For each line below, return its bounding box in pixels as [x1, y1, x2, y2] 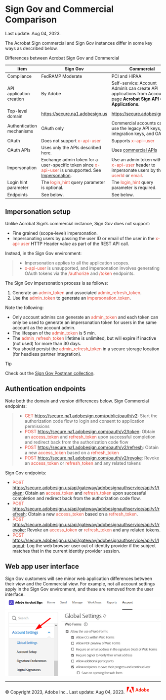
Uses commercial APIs [111, 147, 157, 153]
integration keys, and [111, 130, 154, 137]
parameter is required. [111, 185, 157, 191]
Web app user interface [5, 562, 79, 571]
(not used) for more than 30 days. [12, 341, 82, 346]
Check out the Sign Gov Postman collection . [5, 371, 95, 376]
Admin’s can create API [111, 85, 159, 91]
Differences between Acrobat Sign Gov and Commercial [5, 55, 120, 61]
